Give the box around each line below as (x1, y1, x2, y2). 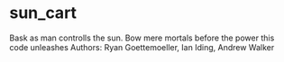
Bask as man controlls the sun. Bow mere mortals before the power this (9, 32, 275, 43)
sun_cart (9, 3, 78, 23)
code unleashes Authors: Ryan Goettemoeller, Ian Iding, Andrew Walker (9, 41, 275, 52)
